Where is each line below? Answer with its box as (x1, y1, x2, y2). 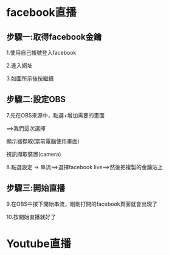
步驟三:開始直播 (6, 183, 66, 194)
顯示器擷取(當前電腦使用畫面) (6, 138, 80, 145)
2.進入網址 (6, 62, 33, 69)
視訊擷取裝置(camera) (6, 150, 61, 158)
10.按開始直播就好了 (6, 213, 57, 220)
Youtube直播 (6, 237, 72, 250)
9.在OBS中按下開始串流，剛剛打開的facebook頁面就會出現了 (6, 200, 158, 208)
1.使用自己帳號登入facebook (6, 49, 77, 56)
